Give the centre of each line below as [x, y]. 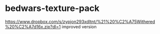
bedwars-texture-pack [52, 8]
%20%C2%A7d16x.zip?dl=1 [33, 26]
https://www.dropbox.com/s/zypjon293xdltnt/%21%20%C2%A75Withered [80, 22]
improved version [79, 26]
